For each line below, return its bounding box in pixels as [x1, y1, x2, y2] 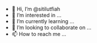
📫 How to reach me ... [11, 31, 66, 37]
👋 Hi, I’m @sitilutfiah [11, 6, 61, 12]
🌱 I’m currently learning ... [11, 18, 75, 24]
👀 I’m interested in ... [11, 12, 62, 19]
